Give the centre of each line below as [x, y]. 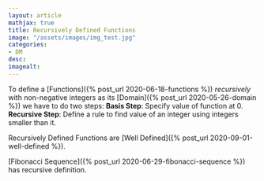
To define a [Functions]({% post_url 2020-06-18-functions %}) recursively [130, 89]
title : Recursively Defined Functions [72, 30]
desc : [17, 60]
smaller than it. [32, 122]
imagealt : [25, 67]
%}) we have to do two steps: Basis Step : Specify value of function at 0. [126, 105]
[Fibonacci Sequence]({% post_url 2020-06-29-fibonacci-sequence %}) [127, 161]
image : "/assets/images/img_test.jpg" [72, 37]
